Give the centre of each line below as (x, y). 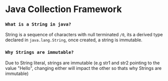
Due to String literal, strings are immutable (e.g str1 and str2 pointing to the (82, 63)
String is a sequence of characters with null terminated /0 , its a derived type (84, 35)
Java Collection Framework (64, 9)
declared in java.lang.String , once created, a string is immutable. (74, 40)
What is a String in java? (38, 24)
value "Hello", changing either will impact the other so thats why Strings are (83, 68)
